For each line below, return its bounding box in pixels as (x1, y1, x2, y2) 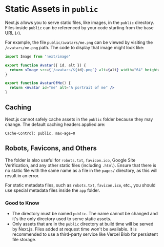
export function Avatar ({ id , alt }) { (5, 62, 86, 68)
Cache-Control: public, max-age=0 (5, 131, 76, 136)
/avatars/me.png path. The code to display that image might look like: (5, 44, 144, 50)
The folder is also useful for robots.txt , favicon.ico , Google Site (5, 157, 136, 163)
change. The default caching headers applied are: (5, 121, 106, 127)
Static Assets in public (5, 3, 99, 15)
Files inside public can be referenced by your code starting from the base (5, 24, 154, 30)
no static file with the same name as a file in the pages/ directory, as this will (5, 167, 158, 173)
